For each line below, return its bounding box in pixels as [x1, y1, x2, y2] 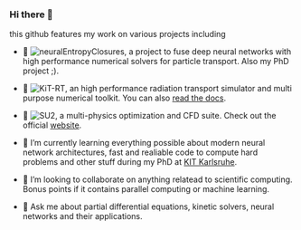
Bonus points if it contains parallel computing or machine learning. [22, 184, 269, 195]
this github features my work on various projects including [9, 29, 226, 40]
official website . [22, 120, 82, 130]
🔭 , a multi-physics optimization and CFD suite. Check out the [22, 110, 277, 121]
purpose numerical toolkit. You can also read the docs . [22, 92, 227, 103]
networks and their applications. [22, 211, 143, 222]
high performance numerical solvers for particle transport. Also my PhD [22, 56, 289, 67]
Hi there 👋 [9, 8, 54, 21]
